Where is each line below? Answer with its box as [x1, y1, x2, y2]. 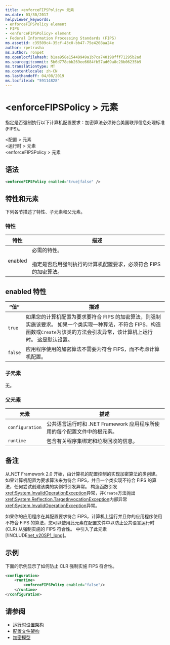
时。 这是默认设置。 [25, 336, 73, 343]
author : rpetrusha [5, 45, 44, 50]
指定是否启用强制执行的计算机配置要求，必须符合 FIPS [32, 261, 161, 268]
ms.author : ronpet [5, 50, 44, 55]
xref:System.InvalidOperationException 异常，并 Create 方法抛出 [5, 490, 136, 496]
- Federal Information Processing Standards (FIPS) [5, 36, 116, 41]
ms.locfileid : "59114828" [5, 78, 60, 83]
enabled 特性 [5, 287, 47, 296]
